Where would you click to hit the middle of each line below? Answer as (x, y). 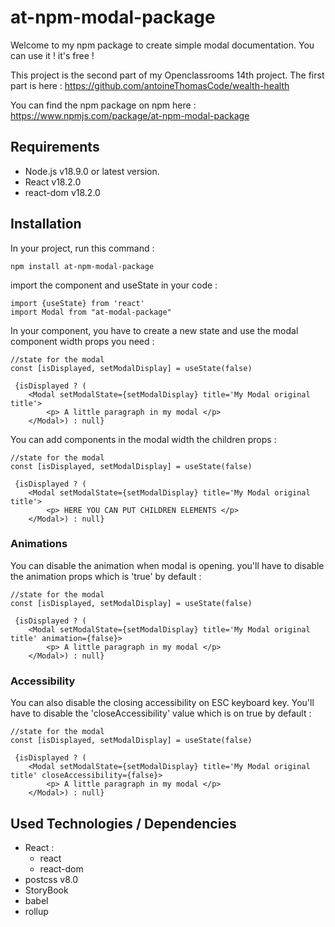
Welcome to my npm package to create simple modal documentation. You (162, 45)
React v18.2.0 (53, 182)
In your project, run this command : (82, 248)
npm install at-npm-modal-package (82, 266)
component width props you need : (82, 341)
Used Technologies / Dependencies (123, 823)
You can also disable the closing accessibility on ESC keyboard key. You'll (162, 703)
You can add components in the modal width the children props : (143, 439)
